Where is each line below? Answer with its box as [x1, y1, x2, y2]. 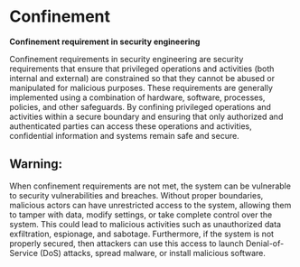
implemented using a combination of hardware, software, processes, [9, 92, 266, 103]
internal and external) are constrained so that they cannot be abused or [9, 72, 276, 83]
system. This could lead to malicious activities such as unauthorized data [9, 218, 282, 229]
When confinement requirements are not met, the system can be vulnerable [9, 180, 292, 191]
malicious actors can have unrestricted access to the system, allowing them [9, 199, 292, 210]
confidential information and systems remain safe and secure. [9, 130, 239, 141]
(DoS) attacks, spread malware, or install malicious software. [39, 247, 267, 258]
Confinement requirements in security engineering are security [9, 53, 244, 64]
